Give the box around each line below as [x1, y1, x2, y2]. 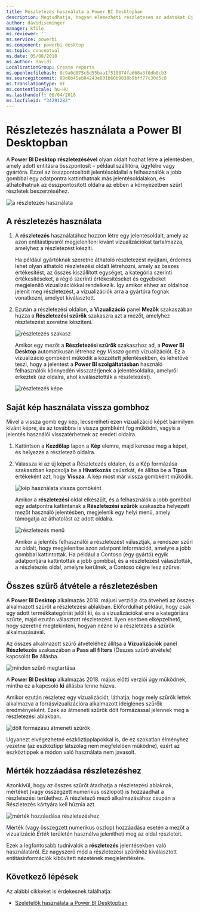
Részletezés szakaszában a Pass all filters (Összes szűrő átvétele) [6, 646, 172, 654]
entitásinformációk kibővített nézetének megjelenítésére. [6, 854, 146, 861]
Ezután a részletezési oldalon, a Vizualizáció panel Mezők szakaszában [14, 306, 193, 313]
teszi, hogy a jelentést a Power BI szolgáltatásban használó [14, 361, 163, 368]
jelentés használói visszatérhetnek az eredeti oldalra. [6, 431, 137, 438]
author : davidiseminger [6, 20, 66, 26]
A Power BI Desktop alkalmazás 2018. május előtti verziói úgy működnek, [6, 676, 187, 683]
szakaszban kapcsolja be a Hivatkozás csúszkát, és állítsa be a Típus [14, 467, 187, 474]
